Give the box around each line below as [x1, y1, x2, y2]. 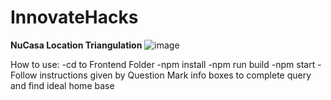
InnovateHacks [10, 6, 139, 29]
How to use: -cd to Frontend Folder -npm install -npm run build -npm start [10, 58, 316, 70]
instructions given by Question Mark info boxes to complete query [39, 69, 312, 81]
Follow [10, 69, 38, 81]
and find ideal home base [10, 79, 115, 91]
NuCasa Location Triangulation [10, 39, 143, 51]
